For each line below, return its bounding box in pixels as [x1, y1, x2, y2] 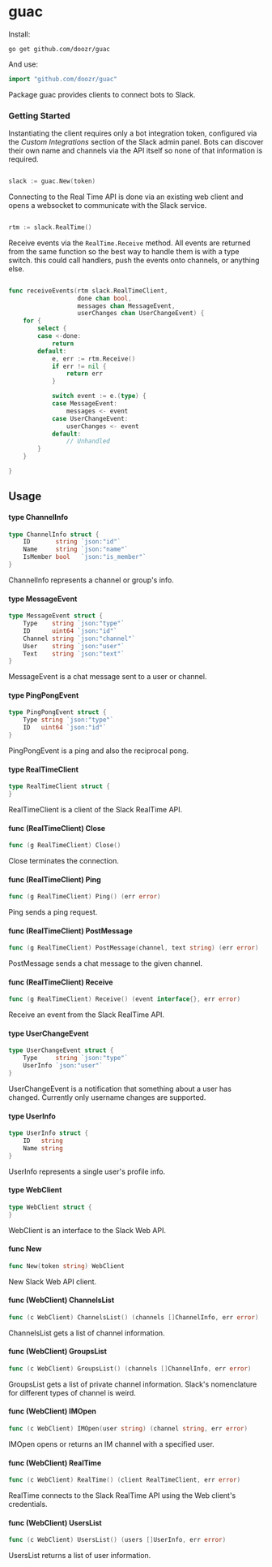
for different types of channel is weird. [8, 1387, 136, 1397]
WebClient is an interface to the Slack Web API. [8, 1225, 166, 1235]
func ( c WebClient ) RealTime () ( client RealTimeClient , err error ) [8, 1476, 241, 1484]
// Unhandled [66, 437, 111, 445]
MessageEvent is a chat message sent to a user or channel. [8, 672, 207, 682]
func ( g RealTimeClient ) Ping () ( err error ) [8, 893, 161, 901]
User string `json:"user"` [23, 642, 125, 650]
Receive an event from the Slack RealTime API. [8, 1010, 164, 1019]
